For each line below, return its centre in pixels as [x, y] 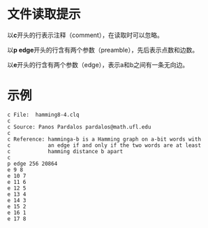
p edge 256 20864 [32, 164]
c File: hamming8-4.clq [43, 115]
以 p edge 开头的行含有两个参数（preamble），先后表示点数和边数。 [103, 50]
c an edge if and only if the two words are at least [104, 145]
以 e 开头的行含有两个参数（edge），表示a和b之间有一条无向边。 [98, 64]
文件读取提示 [44, 14]
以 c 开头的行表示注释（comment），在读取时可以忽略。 [86, 35]
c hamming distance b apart [65, 151]
